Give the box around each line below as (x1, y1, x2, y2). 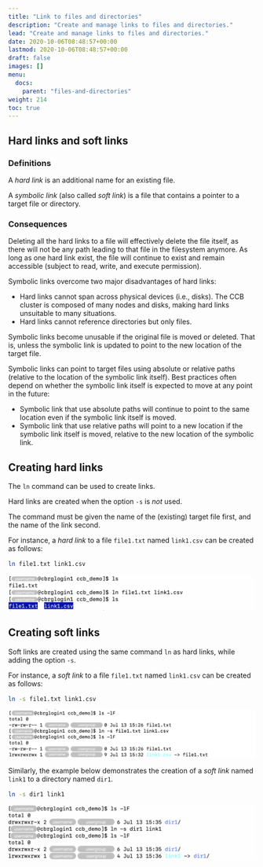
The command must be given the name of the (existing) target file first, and (8, 512, 251, 522)
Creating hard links (8, 461, 104, 474)
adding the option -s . (8, 655, 77, 664)
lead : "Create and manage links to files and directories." (8, 29, 210, 37)
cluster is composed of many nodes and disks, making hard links (19, 300, 230, 310)
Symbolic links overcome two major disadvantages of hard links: (8, 277, 217, 286)
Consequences (8, 219, 68, 230)
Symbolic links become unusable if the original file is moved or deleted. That (8, 332, 255, 342)
